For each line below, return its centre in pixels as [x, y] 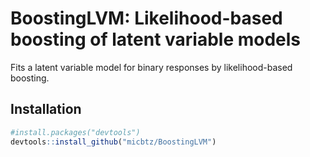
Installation [46, 109]
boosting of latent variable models [156, 39]
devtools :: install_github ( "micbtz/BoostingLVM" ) [113, 142]
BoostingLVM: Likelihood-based [146, 18]
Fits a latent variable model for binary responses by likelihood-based [151, 67]
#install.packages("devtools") [75, 132]
